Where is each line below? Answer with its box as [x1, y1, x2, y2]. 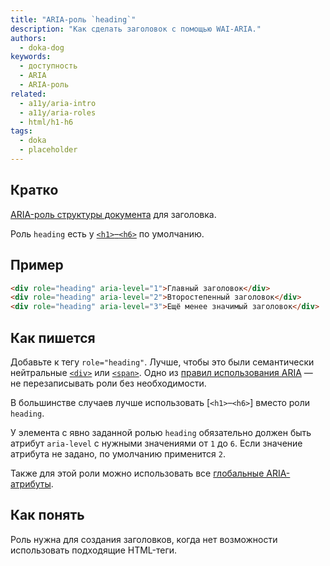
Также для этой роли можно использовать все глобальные [10, 467, 265, 479]
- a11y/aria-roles [19, 107, 97, 118]
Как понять [10, 507, 85, 524]
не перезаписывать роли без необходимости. [10, 377, 207, 389]
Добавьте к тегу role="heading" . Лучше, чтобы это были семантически [10, 356, 315, 368]
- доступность [19, 61, 78, 71]
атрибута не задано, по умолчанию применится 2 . [10, 447, 226, 460]
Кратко [10, 182, 59, 199]
